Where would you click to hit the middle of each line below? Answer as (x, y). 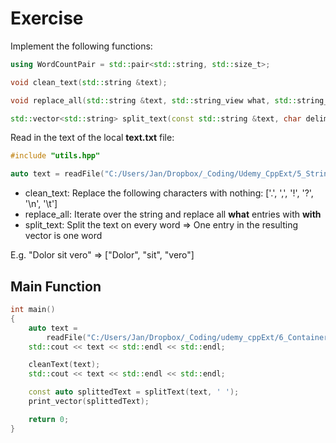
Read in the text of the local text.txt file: (92, 138)
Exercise (47, 18)
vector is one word (63, 236)
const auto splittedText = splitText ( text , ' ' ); (134, 392)
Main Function (56, 286)
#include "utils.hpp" (55, 156)
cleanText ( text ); (64, 365)
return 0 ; (49, 419)
